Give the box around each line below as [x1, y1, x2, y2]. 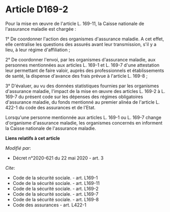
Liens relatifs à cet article [5, 135, 60, 141]
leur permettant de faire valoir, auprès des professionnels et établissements [5, 67, 164, 74]
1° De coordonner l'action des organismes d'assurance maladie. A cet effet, [5, 36, 164, 42]
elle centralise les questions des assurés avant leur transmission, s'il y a [5, 41, 157, 47]
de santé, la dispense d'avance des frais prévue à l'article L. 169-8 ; [5, 73, 148, 79]
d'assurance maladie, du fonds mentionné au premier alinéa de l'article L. [5, 99, 160, 105]
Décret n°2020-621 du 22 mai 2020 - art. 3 [12, 155, 104, 161]
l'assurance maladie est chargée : [5, 26, 77, 32]
